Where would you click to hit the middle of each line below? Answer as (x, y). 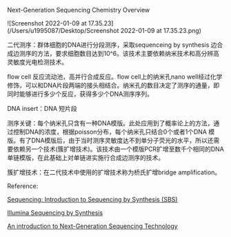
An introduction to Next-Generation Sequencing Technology (92, 226)
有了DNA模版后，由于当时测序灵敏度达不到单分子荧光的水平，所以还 (116, 140)
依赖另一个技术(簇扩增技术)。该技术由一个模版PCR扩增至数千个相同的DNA (118, 149)
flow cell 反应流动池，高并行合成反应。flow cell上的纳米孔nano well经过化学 (115, 76)
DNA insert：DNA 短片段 (42, 109)
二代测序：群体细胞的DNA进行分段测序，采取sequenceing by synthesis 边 (112, 45)
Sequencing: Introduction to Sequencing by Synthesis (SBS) (92, 199)
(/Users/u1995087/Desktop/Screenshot (63, 31)
